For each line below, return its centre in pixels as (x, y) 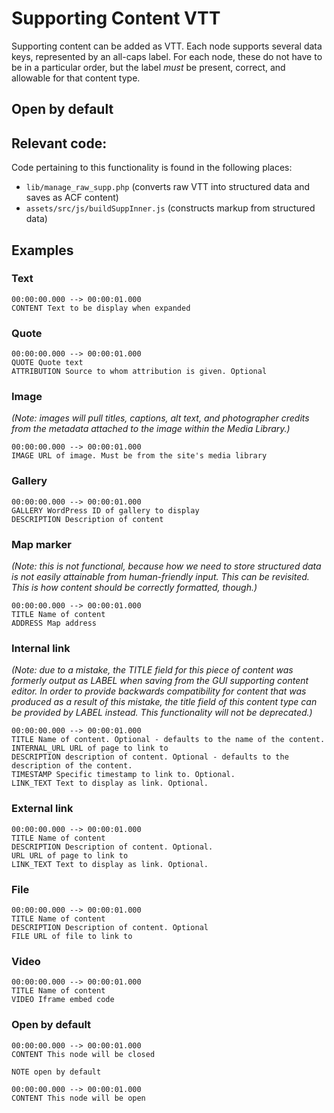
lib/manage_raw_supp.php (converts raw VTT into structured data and (168, 187)
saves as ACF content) (72, 198)
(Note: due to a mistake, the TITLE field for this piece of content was (152, 670)
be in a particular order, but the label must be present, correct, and (148, 67)
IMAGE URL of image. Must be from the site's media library (139, 456)
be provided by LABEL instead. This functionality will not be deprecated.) (162, 713)
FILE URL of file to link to (72, 936)
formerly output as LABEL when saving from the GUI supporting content (160, 681)
